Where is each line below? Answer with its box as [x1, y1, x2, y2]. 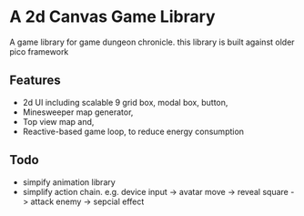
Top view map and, [22, 116, 95, 127]
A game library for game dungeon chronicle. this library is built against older [9, 36, 295, 47]
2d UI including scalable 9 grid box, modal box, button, [22, 97, 228, 108]
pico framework [9, 46, 69, 57]
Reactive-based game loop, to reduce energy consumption [22, 126, 244, 137]
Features [9, 73, 61, 88]
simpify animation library [22, 176, 116, 188]
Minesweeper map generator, [22, 107, 134, 118]
